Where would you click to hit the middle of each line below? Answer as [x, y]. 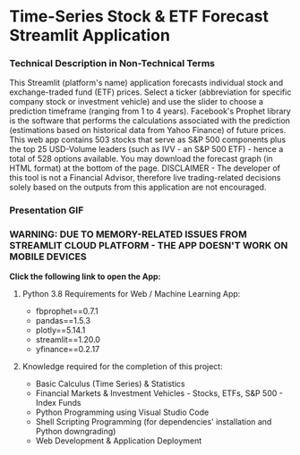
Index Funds [58, 402]
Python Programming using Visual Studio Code [122, 412]
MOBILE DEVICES [48, 257]
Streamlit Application [90, 35]
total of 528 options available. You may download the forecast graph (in [141, 159]
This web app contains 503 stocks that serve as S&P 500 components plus [148, 139]
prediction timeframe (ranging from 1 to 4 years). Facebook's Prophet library [150, 111]
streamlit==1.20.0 [68, 339]
